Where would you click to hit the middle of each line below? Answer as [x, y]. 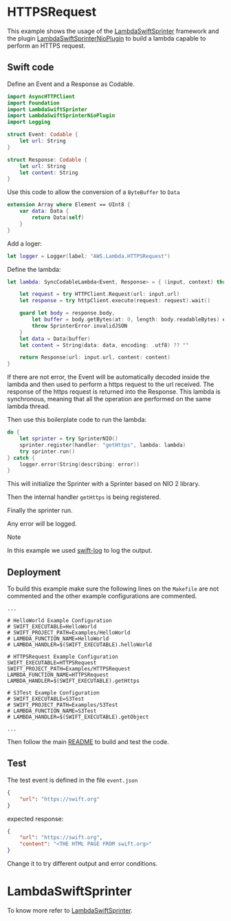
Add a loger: [25, 243]
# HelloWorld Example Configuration [59, 621]
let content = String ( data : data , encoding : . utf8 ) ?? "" [104, 345]
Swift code [31, 67]
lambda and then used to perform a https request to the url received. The [111, 384]
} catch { [21, 458]
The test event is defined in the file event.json [73, 780]
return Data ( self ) [58, 218]
